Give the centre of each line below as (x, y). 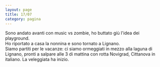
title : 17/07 (19, 14)
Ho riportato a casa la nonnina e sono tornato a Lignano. (63, 44)
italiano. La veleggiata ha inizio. (37, 60)
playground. (17, 38)
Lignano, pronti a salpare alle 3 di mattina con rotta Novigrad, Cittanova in (80, 54)
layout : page (19, 10)
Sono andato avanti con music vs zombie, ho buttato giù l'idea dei (72, 33)
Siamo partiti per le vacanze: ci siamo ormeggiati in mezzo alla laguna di (79, 49)
